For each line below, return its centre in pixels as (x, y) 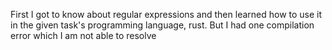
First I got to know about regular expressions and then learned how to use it (166, 14)
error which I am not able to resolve (83, 35)
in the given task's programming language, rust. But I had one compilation (162, 25)
